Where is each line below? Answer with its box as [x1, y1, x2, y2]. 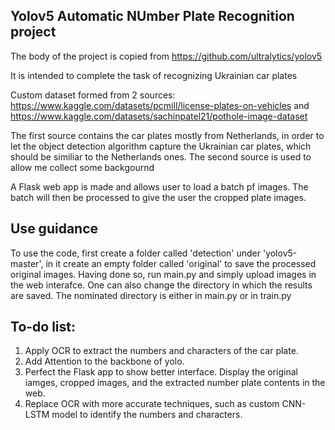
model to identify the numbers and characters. [51, 409, 243, 421]
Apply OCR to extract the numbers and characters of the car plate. [24, 345, 299, 357]
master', [10, 257, 44, 269]
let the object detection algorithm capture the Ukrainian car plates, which [10, 140, 312, 152]
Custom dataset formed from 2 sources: [10, 89, 176, 101]
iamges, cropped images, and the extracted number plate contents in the [24, 377, 326, 389]
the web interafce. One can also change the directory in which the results [10, 279, 313, 291]
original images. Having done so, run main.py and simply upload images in [10, 268, 317, 280]
